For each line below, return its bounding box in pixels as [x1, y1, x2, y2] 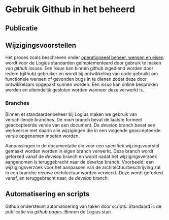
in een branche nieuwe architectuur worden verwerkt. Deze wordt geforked [5, 169, 163, 176]
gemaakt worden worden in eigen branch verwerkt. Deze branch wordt [5, 148, 154, 154]
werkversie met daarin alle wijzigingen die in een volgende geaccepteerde [5, 127, 161, 133]
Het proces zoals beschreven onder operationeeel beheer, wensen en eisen [5, 54, 164, 60]
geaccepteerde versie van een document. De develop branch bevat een [5, 122, 156, 128]
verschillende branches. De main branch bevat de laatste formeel [5, 116, 142, 122]
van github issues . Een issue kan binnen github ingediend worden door [5, 65, 154, 72]
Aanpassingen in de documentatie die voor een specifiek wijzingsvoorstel [5, 142, 160, 148]
